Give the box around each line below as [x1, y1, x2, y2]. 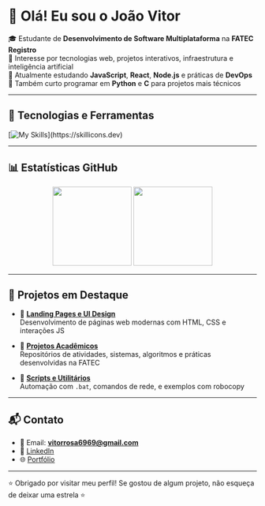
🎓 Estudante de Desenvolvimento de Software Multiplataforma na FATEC [8, 33, 254, 43]
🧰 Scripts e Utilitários [19, 373, 91, 383]
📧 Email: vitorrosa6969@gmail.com [19, 438, 139, 448]
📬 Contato [8, 413, 65, 426]
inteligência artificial [8, 62, 73, 71]
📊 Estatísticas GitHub [8, 161, 118, 174]
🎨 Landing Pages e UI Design [19, 309, 116, 319]
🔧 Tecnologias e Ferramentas [8, 109, 155, 122]
